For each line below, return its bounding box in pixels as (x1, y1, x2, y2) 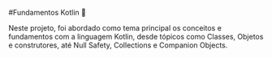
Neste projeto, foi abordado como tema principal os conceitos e (8, 23, 222, 32)
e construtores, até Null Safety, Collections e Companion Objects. (8, 40, 228, 50)
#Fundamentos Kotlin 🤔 (8, 8, 87, 17)
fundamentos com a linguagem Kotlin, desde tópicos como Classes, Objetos (8, 32, 264, 41)
